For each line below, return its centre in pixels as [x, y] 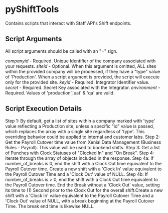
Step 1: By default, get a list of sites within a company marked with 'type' [80, 121]
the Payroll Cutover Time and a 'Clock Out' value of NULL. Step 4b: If [76, 174]
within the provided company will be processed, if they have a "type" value [83, 71]
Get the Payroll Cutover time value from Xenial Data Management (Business [83, 142]
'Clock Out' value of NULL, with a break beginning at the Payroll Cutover [80, 201]
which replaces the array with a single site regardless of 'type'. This [75, 131]
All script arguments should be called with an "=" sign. [61, 51]
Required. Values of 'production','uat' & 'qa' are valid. [60, 93]
